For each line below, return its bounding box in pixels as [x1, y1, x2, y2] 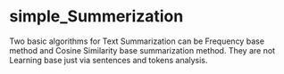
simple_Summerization [9, 6, 184, 27]
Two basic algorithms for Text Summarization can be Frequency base [9, 36, 265, 46]
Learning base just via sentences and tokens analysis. [9, 54, 208, 65]
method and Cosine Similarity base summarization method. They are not [9, 45, 275, 55]
